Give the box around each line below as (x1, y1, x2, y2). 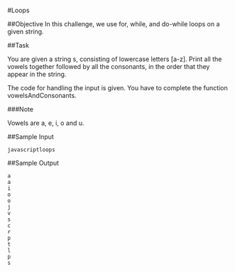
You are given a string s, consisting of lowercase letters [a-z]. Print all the (7, 55, 222, 63)
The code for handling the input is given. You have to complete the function (7, 84, 229, 92)
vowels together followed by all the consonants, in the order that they (7, 62, 210, 70)
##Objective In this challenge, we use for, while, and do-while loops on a (7, 20, 220, 28)
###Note (7, 105, 34, 113)
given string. (7, 28, 44, 36)
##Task (7, 41, 30, 49)
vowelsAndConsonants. (7, 92, 77, 99)
